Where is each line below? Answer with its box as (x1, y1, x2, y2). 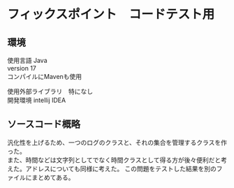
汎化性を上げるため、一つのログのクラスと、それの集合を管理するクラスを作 (7, 138, 227, 147)
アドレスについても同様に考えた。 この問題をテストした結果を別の (25, 164, 217, 173)
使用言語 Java (7, 57, 47, 64)
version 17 (7, 64, 37, 72)
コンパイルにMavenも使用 (7, 73, 82, 80)
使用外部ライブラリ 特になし (7, 87, 93, 95)
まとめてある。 (31, 173, 75, 182)
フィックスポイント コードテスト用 (7, 6, 215, 22)
